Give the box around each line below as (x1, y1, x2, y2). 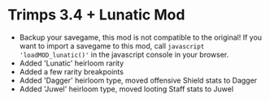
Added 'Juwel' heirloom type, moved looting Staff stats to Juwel (19, 83, 233, 94)
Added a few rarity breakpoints (19, 66, 124, 76)
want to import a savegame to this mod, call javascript (19, 40, 205, 50)
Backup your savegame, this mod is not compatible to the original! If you (19, 32, 262, 42)
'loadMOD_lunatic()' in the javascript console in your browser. (19, 49, 229, 59)
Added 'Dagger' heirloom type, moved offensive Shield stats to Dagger (19, 75, 258, 85)
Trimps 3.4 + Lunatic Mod (7, 6, 185, 24)
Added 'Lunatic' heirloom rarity (19, 58, 124, 68)
